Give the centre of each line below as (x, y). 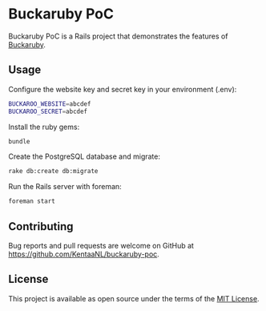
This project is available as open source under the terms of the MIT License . (134, 298)
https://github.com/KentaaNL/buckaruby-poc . (84, 254)
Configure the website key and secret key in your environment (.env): (123, 89)
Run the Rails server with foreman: (65, 187)
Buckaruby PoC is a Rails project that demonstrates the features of (118, 36)
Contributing (41, 226)
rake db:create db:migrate (53, 172)
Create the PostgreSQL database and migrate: (85, 156)
